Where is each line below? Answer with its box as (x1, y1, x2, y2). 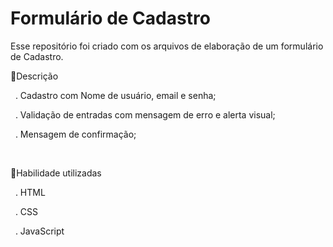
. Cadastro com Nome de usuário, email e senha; (14, 89, 217, 101)
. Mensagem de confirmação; (14, 128, 137, 140)
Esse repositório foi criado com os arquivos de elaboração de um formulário (10, 40, 324, 52)
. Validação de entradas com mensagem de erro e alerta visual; (14, 108, 276, 121)
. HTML (14, 186, 46, 198)
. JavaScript (14, 225, 65, 237)
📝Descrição (10, 70, 59, 82)
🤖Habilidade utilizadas (10, 167, 102, 179)
